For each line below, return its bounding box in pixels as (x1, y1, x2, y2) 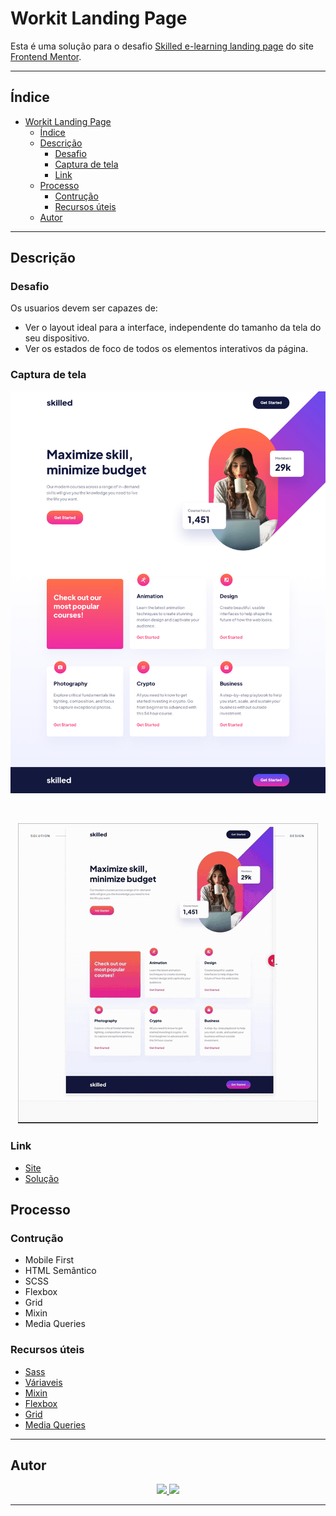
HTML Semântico (24, 1265, 97, 1277)
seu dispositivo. (24, 332, 90, 344)
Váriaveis (24, 1376, 63, 1388)
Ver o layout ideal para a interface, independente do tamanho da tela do (24, 322, 322, 334)
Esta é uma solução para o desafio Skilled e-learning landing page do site (10, 40, 314, 52)
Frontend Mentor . (10, 50, 82, 62)
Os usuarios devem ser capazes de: (10, 302, 158, 314)
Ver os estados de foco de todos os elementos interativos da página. (24, 343, 309, 355)
